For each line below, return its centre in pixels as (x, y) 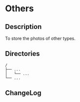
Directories (23, 54)
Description (23, 27)
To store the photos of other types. (40, 38)
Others (20, 9)
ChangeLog (23, 93)
